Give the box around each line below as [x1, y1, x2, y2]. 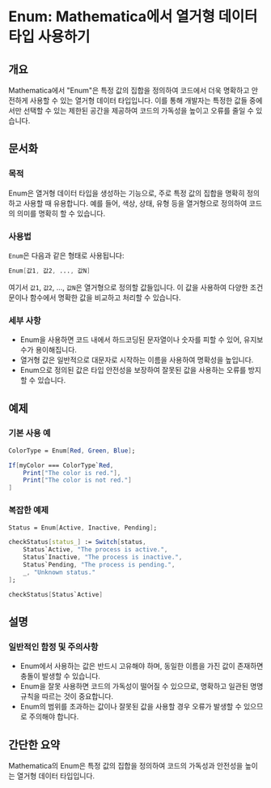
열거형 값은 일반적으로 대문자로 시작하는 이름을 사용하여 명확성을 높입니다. [19, 355, 254, 365]
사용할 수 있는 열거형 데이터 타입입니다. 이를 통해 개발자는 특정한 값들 [29, 96, 248, 105]
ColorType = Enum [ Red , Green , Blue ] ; [8, 447, 136, 455]
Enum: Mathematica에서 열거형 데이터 [8, 7, 258, 26]
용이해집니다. [35, 345, 77, 355]
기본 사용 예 [8, 427, 51, 439]
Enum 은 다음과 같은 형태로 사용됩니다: [8, 251, 125, 260]
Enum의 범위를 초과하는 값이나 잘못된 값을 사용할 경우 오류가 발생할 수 [19, 702, 243, 712]
